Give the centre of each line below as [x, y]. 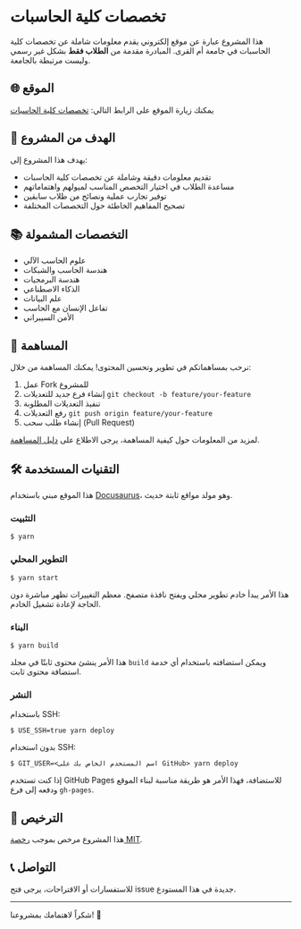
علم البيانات [42, 299]
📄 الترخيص [37, 818]
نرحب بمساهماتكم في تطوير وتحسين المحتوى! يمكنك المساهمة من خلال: [131, 367]
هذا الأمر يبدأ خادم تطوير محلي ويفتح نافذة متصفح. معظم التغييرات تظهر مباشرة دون [150, 594]
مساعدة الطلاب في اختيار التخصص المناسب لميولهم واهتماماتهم [129, 186]
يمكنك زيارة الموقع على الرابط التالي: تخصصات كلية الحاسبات [112, 110]
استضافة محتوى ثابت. [46, 671]
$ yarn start [34, 578]
